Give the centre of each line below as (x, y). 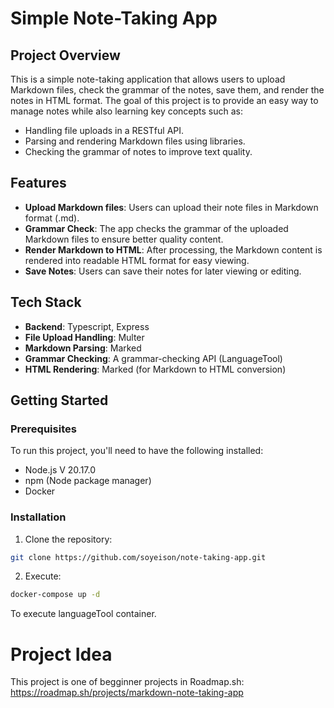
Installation (38, 517)
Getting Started (59, 400)
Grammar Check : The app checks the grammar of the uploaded (156, 228)
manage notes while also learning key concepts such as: (127, 111)
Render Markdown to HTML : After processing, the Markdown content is (173, 249)
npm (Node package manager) (88, 481)
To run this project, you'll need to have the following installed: (137, 451)
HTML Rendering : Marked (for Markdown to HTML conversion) (155, 369)
